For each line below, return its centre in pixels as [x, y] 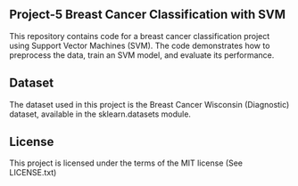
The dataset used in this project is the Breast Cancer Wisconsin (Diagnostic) [149, 104]
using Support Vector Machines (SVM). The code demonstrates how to [140, 45]
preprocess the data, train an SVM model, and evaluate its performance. [142, 55]
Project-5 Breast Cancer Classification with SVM [147, 15]
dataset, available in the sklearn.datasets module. [100, 114]
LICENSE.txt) [33, 173]
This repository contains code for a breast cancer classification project [140, 36]
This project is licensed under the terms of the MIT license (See [126, 163]
